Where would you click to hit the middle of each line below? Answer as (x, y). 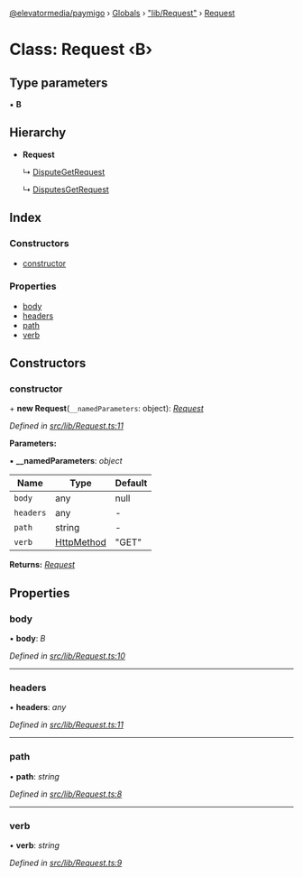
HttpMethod (81, 542)
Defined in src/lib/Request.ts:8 (66, 794)
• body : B (28, 639)
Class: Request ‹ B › (81, 50)
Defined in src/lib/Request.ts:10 (68, 656)
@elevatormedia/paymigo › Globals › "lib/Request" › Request (122, 13)
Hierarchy (38, 133)
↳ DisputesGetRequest (66, 189)
